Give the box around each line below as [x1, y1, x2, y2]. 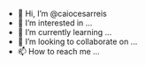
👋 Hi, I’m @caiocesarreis [17, 9, 108, 18]
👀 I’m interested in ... [17, 18, 93, 28]
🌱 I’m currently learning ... [17, 27, 112, 37]
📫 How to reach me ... [17, 47, 100, 56]
